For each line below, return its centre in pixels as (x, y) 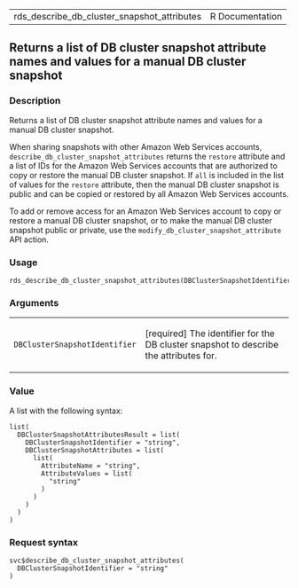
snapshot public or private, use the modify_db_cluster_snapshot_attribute (145, 230)
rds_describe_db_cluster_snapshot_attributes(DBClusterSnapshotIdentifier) (152, 280)
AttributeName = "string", (91, 466)
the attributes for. (181, 356)
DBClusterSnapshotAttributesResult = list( (98, 435)
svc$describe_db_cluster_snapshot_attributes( (97, 561)
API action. (29, 239)
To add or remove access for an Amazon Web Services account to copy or (145, 211)
